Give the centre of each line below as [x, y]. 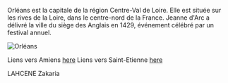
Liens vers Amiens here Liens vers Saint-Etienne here [85, 60]
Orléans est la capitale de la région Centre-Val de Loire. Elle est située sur [114, 10]
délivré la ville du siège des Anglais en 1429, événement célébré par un [110, 25]
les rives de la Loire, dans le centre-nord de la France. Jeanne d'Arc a [109, 18]
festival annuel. [29, 32]
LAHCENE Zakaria [34, 74]
